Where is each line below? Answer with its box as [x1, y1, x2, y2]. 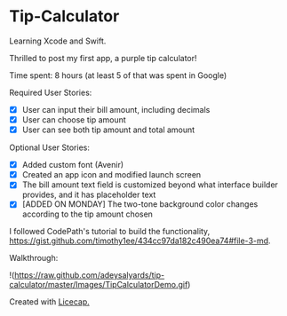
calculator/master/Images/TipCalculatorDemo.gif [9, 280, 188, 290]
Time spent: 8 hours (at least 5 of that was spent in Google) [9, 69, 227, 81]
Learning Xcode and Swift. [9, 36, 107, 46]
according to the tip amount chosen [21, 209, 154, 219]
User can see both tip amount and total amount [21, 124, 195, 135]
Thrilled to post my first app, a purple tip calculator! [9, 52, 197, 63]
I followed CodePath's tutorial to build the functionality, [9, 226, 211, 237]
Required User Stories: [9, 87, 92, 98]
